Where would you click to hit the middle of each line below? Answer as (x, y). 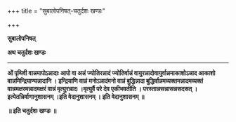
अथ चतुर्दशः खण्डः (27, 52)
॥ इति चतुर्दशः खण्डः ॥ (32, 111)
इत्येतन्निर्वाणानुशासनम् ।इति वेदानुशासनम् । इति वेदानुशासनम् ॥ (76, 97)
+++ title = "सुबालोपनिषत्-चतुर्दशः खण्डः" (56, 11)
